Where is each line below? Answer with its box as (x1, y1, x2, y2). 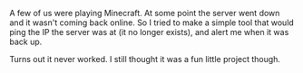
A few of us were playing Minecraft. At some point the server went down (9, 8, 280, 18)
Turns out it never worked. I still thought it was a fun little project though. (9, 54, 281, 64)
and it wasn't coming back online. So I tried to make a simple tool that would (9, 17, 295, 28)
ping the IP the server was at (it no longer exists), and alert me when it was (9, 27, 289, 37)
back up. (9, 36, 43, 47)
